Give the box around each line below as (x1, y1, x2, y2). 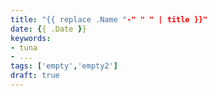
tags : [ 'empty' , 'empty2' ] (10, 61, 118, 71)
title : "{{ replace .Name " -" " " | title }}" (10, 14, 208, 25)
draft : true (10, 71, 60, 81)
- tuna (10, 42, 38, 53)
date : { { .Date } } (10, 24, 87, 34)
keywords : (10, 33, 52, 43)
